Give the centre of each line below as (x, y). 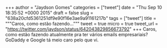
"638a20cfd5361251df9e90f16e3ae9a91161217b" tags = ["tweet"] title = (81, 18)
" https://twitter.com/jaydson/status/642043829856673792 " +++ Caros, (81, 29)
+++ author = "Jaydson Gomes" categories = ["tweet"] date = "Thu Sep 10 (84, 7)
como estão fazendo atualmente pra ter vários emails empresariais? (77, 34)
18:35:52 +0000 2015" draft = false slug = (49, 13)
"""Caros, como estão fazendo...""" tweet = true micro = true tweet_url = (82, 23)
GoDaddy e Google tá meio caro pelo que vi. (52, 40)
